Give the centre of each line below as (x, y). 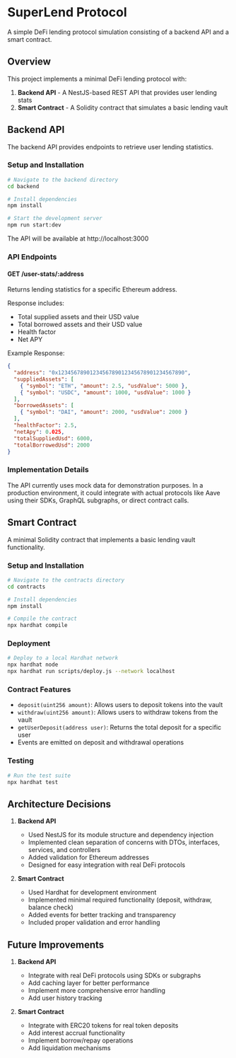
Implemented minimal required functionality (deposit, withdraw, (120, 900)
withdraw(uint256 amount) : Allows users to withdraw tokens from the (118, 713)
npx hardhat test (33, 782)
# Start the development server (55, 219)
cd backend (23, 186)
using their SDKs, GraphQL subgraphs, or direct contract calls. (98, 500)
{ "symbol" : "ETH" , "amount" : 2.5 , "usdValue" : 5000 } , (104, 386)
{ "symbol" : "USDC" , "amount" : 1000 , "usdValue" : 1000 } (106, 392)
